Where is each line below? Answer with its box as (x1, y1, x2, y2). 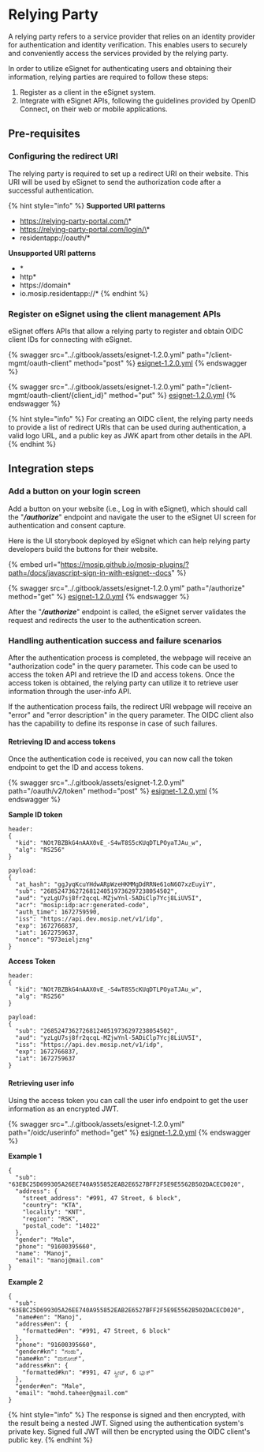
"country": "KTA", (22, 1202, 83, 1210)
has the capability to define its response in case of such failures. (8, 718, 218, 728)
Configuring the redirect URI (8, 151, 118, 162)
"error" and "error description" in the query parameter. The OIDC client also (8, 710, 254, 719)
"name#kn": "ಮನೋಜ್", (15, 1355, 85, 1363)
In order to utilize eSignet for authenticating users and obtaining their (8, 63, 232, 73)
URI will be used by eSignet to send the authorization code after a (8, 177, 221, 186)
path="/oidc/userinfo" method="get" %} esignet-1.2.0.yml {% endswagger (8, 1127, 251, 1138)
